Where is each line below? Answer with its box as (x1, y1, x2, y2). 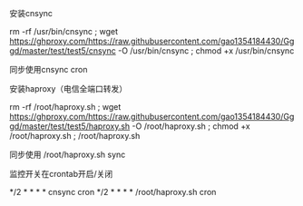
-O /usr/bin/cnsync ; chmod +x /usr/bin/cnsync (117, 45, 295, 56)
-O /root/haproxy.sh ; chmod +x (132, 121, 251, 132)
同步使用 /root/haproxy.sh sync (9, 149, 126, 160)
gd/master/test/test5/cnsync (9, 45, 116, 56)
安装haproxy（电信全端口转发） (9, 83, 128, 93)
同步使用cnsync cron (9, 64, 88, 74)
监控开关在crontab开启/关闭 (9, 169, 113, 179)
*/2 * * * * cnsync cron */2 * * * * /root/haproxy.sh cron (9, 187, 217, 197)
